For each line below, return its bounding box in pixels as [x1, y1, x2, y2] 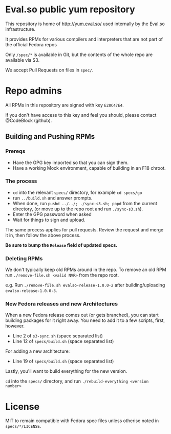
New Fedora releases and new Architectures [5, 300, 118, 308]
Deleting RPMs [5, 255, 43, 262]
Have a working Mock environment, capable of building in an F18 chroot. [12, 165, 166, 171]
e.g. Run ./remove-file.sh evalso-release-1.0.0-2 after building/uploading [5, 282, 165, 288]
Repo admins [5, 85, 62, 97]
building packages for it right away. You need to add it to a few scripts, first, [5, 317, 165, 323]
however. [5, 323, 25, 329]
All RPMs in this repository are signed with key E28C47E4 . [5, 102, 124, 108]
